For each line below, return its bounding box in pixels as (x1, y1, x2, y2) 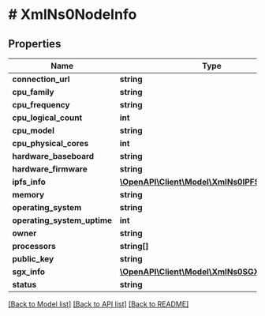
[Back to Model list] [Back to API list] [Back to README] (8, 299, 189, 309)
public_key (12, 254, 54, 264)
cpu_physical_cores (12, 138, 89, 149)
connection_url (12, 73, 70, 85)
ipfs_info (12, 176, 46, 187)
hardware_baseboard (12, 151, 95, 161)
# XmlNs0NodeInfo (8, 6, 137, 24)
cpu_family (12, 87, 54, 97)
